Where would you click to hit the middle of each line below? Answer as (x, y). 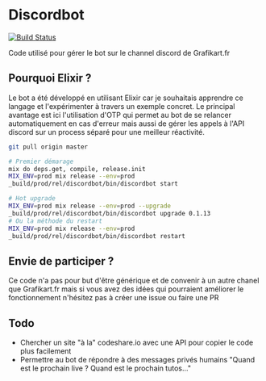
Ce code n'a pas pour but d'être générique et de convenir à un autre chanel (134, 281)
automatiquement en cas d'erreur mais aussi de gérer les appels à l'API (127, 124)
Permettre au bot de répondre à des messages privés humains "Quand (137, 360)
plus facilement (46, 351)
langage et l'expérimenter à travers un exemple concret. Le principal (122, 106)
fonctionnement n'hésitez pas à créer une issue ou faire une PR (114, 298)
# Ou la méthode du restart (56, 221)
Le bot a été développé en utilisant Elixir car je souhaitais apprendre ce (126, 98)
